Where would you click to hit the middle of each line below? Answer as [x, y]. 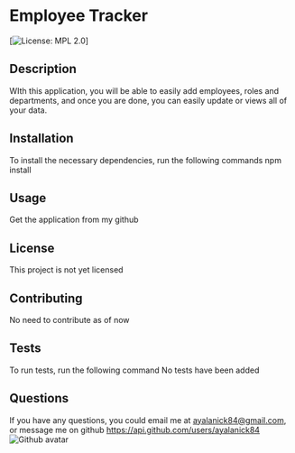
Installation [41, 139]
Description [43, 69]
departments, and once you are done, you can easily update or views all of [148, 100]
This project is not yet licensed [66, 270]
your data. [28, 110]
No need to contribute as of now [69, 320]
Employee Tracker [79, 16]
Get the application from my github [74, 220]
